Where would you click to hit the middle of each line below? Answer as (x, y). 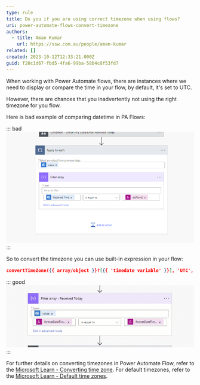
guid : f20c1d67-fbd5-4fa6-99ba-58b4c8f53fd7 (62, 63)
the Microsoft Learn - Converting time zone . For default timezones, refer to (98, 369)
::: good (16, 282)
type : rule (20, 13)
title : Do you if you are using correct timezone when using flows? (93, 19)
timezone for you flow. (34, 105)
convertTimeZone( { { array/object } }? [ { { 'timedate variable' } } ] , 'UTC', (100, 270)
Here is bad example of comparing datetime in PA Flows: (76, 117)
